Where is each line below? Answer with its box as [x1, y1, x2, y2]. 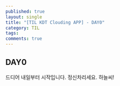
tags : [5, 30, 19, 36]
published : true [5, 8, 45, 15]
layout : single [5, 14, 43, 20]
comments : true [5, 36, 43, 42]
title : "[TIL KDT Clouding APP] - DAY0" [5, 19, 105, 25]
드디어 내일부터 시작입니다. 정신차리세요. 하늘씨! [5, 74, 115, 81]
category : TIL [5, 25, 40, 31]
